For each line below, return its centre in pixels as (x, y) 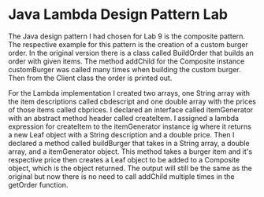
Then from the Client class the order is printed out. (90, 78)
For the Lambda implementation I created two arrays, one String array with (129, 93)
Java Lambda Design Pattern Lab (118, 15)
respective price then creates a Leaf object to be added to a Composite (124, 159)
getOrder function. (38, 184)
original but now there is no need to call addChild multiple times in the (121, 176)
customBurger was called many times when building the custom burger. (125, 69)
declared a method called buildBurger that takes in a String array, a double (129, 143)
